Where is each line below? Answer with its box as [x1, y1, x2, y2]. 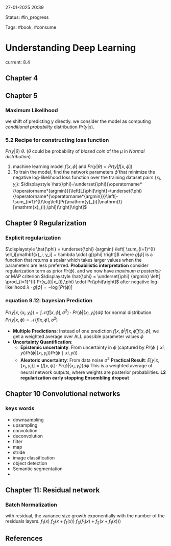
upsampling [12, 422, 38, 428]
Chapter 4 [5, 74, 38, 82]
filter [12, 438, 23, 445]
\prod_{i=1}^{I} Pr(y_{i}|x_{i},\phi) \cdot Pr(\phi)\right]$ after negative [5, 279, 150, 285]
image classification [12, 454, 55, 460]
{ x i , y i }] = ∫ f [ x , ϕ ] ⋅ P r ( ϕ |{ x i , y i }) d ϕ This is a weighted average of [20, 363, 153, 370]
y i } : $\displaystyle [12, 181, 51, 188]
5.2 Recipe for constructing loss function [5, 136, 109, 143]
